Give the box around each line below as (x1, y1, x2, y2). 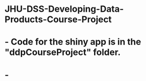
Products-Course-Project (4, 14, 112, 25)
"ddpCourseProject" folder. (4, 47, 121, 58)
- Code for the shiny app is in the (4, 36, 142, 48)
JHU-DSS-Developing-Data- (4, 3, 124, 15)
